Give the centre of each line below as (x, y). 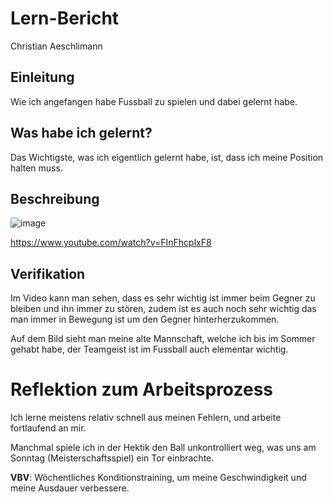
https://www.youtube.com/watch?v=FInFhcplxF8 (111, 243)
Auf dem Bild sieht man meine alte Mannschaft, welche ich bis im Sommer (163, 339)
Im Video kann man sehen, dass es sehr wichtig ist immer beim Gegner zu (163, 298)
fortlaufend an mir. (48, 428)
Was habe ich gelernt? (81, 133)
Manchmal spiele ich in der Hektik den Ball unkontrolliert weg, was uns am (163, 448)
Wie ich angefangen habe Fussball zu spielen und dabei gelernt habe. (154, 101)
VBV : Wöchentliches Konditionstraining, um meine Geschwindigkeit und (158, 478)
